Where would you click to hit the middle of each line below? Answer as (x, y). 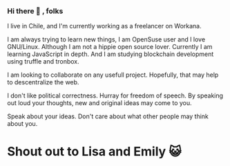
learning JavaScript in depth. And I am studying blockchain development (111, 54)
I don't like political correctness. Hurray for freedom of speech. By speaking (115, 95)
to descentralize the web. (43, 82)
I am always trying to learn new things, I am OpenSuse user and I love (106, 39)
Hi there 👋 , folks (35, 11)
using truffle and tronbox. (43, 62)
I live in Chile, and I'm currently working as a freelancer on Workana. (104, 26)
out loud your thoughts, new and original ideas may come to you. (99, 103)
